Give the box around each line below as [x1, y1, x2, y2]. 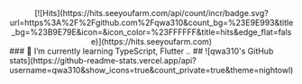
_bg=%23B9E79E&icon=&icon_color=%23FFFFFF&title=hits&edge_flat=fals [11, 27, 292, 38]
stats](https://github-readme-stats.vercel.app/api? [9, 55, 197, 65]
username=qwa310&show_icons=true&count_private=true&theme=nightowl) [9, 65, 294, 75]
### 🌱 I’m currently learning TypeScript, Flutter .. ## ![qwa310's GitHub [9, 46, 274, 56]
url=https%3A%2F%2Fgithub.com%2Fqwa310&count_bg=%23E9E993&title [9, 17, 294, 28]
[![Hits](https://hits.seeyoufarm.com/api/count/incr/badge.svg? [34, 8, 269, 18]
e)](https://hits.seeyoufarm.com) [90, 37, 213, 46]
